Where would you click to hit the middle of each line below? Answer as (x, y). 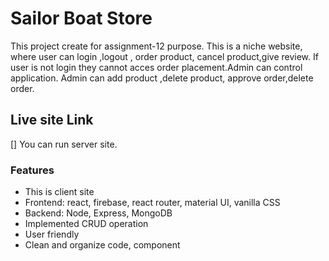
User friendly (52, 234)
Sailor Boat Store (81, 18)
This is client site (59, 192)
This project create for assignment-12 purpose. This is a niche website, (156, 46)
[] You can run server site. (64, 144)
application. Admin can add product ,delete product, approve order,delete (162, 78)
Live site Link (52, 120)
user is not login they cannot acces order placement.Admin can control (156, 67)
